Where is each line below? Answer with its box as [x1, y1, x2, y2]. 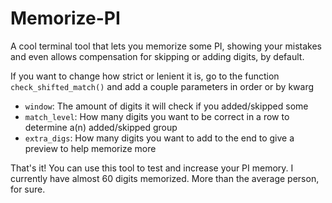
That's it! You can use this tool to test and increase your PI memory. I [10, 162, 294, 174]
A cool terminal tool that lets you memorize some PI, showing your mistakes [10, 40, 322, 52]
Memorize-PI [10, 7, 121, 30]
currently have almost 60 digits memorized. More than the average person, [10, 172, 320, 184]
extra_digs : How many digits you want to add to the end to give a [24, 132, 295, 144]
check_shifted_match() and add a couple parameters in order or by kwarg [10, 80, 315, 92]
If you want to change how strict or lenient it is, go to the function [10, 70, 280, 82]
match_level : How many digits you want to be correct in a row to [24, 110, 290, 122]
